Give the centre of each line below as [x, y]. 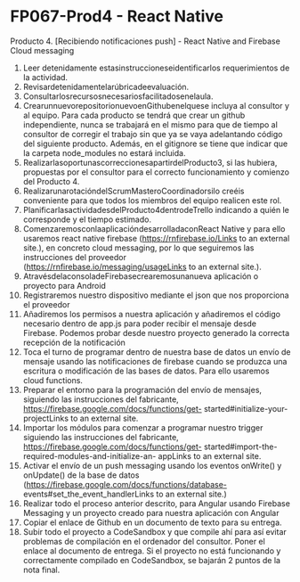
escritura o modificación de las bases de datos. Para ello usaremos [146, 371]
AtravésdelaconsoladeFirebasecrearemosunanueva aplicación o [141, 276]
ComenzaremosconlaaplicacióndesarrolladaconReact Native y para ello [154, 228]
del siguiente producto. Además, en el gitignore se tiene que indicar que [155, 143]
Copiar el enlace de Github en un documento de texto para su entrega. [153, 522]
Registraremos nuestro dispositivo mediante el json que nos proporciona [156, 295]
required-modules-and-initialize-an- [89, 455]
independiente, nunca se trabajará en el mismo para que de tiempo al [150, 124]
